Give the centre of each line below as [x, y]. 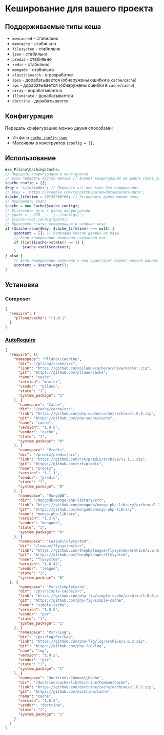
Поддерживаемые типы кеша [53, 27]
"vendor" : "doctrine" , [41, 705]
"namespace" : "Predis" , [42, 450]
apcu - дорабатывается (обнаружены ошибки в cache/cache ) [74, 80]
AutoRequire [20, 340]
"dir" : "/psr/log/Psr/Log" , [47, 637]
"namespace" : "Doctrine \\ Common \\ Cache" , [61, 678]
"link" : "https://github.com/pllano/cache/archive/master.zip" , [85, 368]
